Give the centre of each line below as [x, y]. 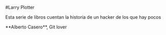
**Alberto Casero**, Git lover [36, 27]
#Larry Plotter [20, 7]
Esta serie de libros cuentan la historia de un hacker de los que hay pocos [83, 17]
